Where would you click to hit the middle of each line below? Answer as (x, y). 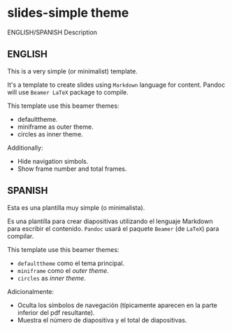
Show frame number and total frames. (72, 169)
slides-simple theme (68, 13)
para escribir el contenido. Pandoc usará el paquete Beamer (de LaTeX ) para (113, 228)
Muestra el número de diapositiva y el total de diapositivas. (102, 320)
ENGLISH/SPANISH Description (52, 32)
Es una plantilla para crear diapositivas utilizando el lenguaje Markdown (110, 221)
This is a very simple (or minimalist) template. (72, 71)
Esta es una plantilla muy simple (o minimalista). (76, 207)
